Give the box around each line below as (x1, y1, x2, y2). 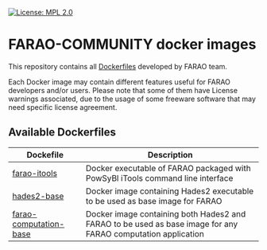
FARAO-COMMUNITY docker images (8, 36, 257, 53)
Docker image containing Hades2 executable (86, 186, 254, 197)
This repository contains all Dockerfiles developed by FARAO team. (8, 61, 228, 71)
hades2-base (12, 190, 64, 201)
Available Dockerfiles (8, 126, 117, 139)
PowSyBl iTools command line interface (86, 172, 234, 183)
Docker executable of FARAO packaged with (86, 162, 252, 174)
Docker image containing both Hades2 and (86, 208, 246, 219)
